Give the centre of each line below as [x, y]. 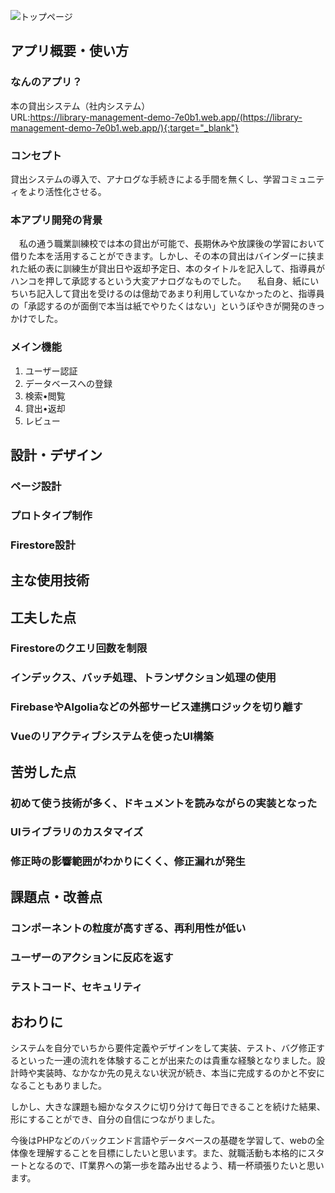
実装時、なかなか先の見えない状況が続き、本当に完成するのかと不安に [181, 1073]
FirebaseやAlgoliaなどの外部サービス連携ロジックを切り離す [156, 707]
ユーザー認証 [51, 371]
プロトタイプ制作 [51, 515]
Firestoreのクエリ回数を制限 [79, 648]
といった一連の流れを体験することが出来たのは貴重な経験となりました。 [167, 1061]
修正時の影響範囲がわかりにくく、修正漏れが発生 [128, 862]
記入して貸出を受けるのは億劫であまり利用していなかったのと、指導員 [180, 294]
